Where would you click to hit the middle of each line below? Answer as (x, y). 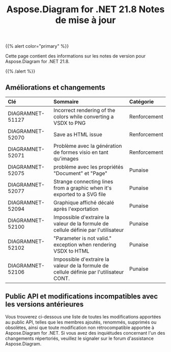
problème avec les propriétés (88, 167)
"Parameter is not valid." (82, 238)
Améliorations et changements (55, 87)
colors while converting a (83, 117)
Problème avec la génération (88, 146)
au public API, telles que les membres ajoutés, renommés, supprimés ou (81, 322)
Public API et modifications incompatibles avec (82, 296)
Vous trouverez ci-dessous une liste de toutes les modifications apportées (83, 316)
